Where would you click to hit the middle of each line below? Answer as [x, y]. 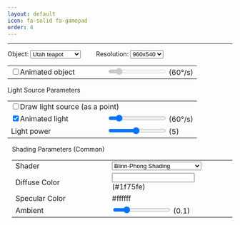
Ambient [30, 211]
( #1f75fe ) [129, 187]
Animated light [45, 119]
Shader [27, 166]
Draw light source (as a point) [70, 107]
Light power [31, 131]
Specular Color [40, 199]
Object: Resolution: [68, 54]
